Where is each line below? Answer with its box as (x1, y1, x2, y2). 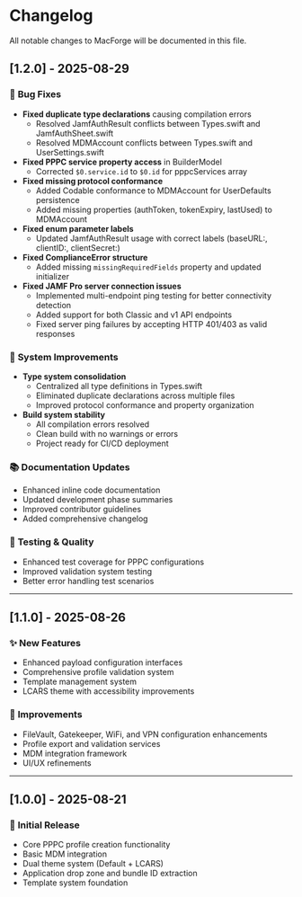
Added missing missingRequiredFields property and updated (35, 262, 262, 272)
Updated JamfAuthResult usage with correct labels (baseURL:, (35, 233, 268, 244)
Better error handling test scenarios (22, 575, 155, 586)
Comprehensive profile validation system (22, 667, 174, 678)
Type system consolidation (22, 370, 127, 382)
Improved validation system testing (22, 565, 153, 576)
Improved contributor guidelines (22, 504, 142, 515)
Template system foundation (22, 877, 129, 888)
